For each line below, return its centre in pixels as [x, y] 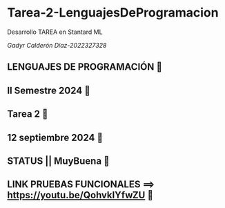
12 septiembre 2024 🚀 [55, 137]
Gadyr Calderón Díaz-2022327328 [57, 45]
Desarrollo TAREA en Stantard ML [55, 32]
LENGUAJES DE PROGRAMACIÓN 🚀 [85, 67]
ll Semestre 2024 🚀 [49, 90]
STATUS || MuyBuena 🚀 [59, 161]
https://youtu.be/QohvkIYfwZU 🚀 [80, 195]
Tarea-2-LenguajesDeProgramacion [113, 13]
